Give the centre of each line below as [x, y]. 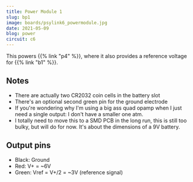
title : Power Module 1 [34, 12]
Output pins [29, 146]
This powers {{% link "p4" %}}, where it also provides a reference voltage [96, 56]
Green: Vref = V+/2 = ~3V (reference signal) [69, 172]
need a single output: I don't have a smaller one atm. [79, 114]
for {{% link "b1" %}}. [32, 62]
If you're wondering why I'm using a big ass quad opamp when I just [98, 108]
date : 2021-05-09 [28, 28]
